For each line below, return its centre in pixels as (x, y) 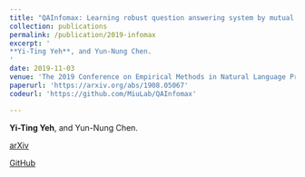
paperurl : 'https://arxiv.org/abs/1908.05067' (99, 85)
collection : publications (58, 26)
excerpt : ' (30, 43)
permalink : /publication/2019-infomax (83, 34)
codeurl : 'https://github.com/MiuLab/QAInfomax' (103, 93)
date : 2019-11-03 (42, 69)
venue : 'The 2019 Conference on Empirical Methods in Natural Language (148, 77)
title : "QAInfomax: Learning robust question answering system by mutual (152, 18)
